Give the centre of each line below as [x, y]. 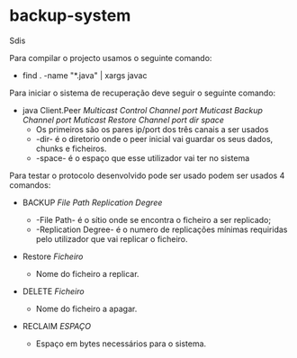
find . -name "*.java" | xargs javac [85, 75]
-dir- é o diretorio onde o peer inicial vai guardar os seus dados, [154, 139]
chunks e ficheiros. [71, 148]
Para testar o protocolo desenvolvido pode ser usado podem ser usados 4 [147, 175]
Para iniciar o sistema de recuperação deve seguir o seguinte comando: [143, 93]
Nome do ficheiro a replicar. [87, 273]
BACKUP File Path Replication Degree [92, 202]
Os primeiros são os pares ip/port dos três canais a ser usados [152, 129]
